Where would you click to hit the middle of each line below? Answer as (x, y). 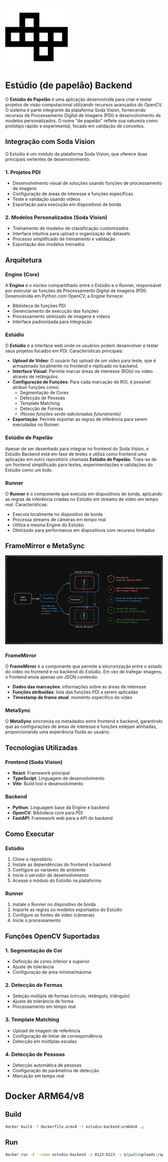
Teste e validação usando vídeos (46, 199)
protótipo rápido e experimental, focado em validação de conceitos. (75, 126)
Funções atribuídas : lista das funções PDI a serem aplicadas (75, 692)
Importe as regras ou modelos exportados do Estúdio (67, 910)
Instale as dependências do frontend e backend (61, 864)
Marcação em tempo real (38, 1076)
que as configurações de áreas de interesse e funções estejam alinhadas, (81, 727)
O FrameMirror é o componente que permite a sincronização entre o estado (84, 666)
